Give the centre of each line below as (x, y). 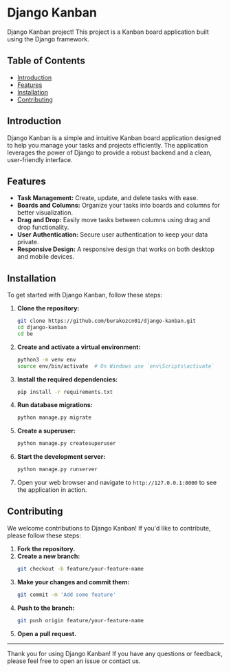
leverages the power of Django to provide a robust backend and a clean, (110, 152)
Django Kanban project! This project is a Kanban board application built (108, 32)
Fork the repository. (46, 549)
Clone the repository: (48, 308)
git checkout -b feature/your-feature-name (80, 569)
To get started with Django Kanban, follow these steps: (85, 295)
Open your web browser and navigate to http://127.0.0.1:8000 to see (117, 483)
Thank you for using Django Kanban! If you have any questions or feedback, (115, 653)
